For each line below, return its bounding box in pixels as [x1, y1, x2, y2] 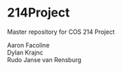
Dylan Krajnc [7, 48, 43, 57]
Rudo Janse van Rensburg [7, 55, 82, 63]
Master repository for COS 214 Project [7, 28, 115, 36]
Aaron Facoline [7, 41, 50, 49]
